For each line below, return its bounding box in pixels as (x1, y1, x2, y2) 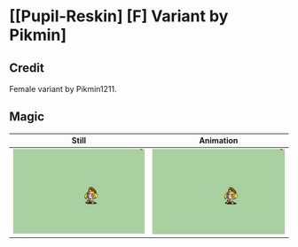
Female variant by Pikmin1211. (9, 84, 117, 94)
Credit (9, 60, 44, 75)
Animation (199, 135, 239, 146)
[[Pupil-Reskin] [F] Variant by (9, 6, 229, 27)
